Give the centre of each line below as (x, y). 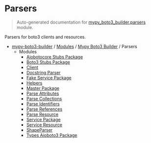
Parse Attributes (43, 93)
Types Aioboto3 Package (52, 135)
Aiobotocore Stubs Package (55, 57)
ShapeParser (39, 130)
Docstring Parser (43, 72)
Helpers (34, 83)
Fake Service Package (49, 78)
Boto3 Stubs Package (48, 62)
